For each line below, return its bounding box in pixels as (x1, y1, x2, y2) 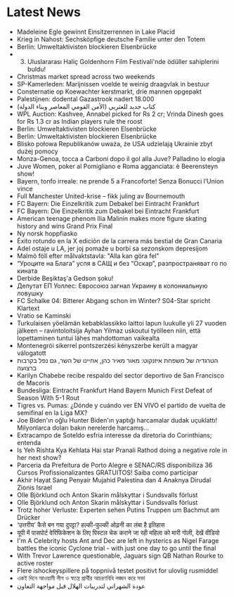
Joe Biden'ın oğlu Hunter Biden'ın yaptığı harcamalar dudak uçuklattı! (16, 416, 218, 424)
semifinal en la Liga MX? (16, 409, 88, 417)
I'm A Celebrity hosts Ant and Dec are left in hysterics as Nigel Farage (16, 536, 219, 545)
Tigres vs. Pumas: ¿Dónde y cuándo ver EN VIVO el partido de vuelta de (16, 401, 226, 409)
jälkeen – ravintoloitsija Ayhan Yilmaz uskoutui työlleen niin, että (16, 326, 201, 335)
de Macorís (16, 378, 50, 387)
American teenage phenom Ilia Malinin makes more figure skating (16, 214, 207, 222)
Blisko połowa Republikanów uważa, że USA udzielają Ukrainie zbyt (16, 139, 213, 148)
